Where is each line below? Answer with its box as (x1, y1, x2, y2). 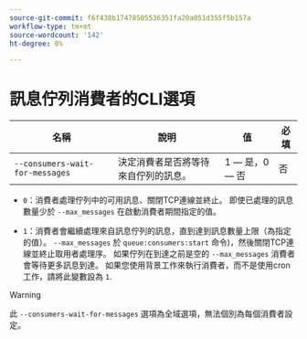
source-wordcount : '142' (9, 30, 104, 39)
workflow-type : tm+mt (9, 22, 92, 31)
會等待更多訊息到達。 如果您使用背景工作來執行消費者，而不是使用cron (22, 260, 291, 270)
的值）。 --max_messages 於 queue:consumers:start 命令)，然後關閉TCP (22, 237, 287, 248)
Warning (9, 290, 41, 301)
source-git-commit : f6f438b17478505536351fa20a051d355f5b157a (9, 13, 251, 23)
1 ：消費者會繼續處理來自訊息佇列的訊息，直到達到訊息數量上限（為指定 (22, 226, 291, 237)
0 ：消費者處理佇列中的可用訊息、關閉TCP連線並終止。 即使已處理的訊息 (22, 195, 294, 206)
